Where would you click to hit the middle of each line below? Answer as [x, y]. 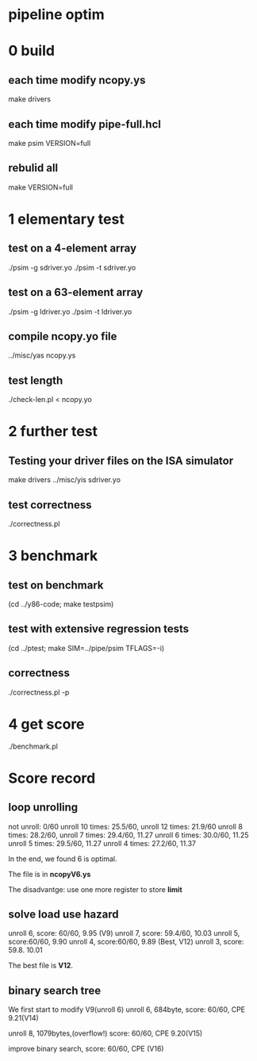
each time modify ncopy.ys [77, 80]
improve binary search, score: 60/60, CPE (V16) [86, 1049]
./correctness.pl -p [39, 692]
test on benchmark [56, 585]
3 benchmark [53, 556]
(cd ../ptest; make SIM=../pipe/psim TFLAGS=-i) [86, 648]
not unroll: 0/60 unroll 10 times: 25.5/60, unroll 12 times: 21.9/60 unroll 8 [126, 826]
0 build [32, 51]
